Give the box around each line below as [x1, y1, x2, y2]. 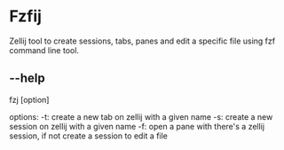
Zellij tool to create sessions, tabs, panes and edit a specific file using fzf [9, 36, 276, 46]
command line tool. [9, 44, 80, 55]
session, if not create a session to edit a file [9, 130, 169, 141]
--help [9, 71, 46, 86]
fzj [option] [9, 94, 50, 105]
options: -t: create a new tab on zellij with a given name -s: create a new [9, 111, 273, 122]
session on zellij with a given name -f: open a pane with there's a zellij [9, 121, 264, 131]
